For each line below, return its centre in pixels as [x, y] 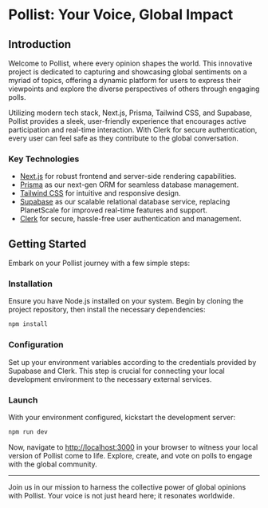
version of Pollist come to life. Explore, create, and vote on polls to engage [130, 455]
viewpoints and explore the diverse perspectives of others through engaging [134, 89]
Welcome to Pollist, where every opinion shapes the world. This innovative [130, 63]
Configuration [36, 345]
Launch [23, 399]
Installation [31, 284]
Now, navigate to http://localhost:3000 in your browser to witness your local [133, 447]
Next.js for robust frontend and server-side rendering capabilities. [128, 177]
